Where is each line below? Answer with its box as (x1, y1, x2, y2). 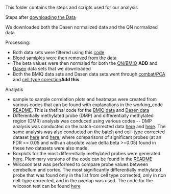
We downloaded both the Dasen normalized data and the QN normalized (5, 24, 158, 30)
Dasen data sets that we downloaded (12, 66, 91, 71)
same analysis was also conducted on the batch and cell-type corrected (12, 129, 165, 135)
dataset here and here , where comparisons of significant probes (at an (12, 134, 162, 140)
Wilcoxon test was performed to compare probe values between (12, 161, 149, 167)
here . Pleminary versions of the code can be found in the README (12, 156, 153, 162)
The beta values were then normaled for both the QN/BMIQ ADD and (12, 60, 158, 66)
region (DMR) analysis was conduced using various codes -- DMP (12, 118, 152, 124)
